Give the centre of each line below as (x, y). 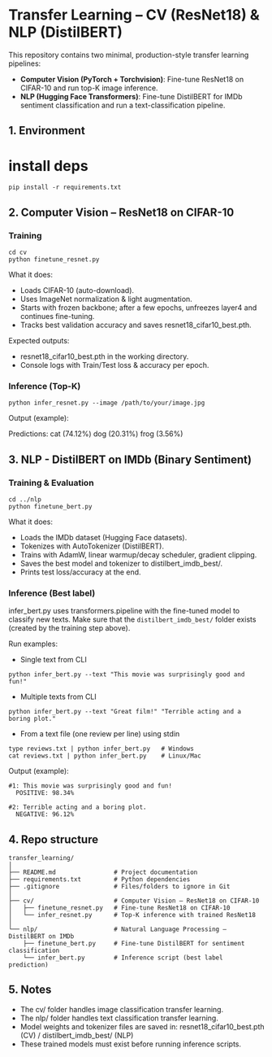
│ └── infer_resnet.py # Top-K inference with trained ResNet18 (132, 915)
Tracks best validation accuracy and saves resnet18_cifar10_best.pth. (136, 325)
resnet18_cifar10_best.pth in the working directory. (104, 356)
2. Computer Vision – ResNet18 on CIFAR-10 (121, 212)
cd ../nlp (25, 499)
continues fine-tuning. (57, 316)
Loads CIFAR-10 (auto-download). (77, 290)
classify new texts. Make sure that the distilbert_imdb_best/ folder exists (132, 619)
